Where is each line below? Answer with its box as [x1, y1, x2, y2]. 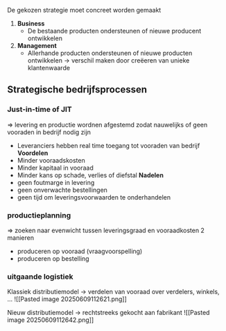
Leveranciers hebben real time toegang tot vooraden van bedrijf [17, 141, 200, 150]
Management [17, 42, 57, 49]
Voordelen [17, 149, 49, 157]
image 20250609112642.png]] [7, 316, 94, 324]
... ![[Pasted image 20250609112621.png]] [7, 295, 127, 303]
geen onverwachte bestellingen [17, 186, 107, 194]
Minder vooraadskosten [17, 156, 85, 164]
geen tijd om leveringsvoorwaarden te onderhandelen [17, 193, 171, 201]
